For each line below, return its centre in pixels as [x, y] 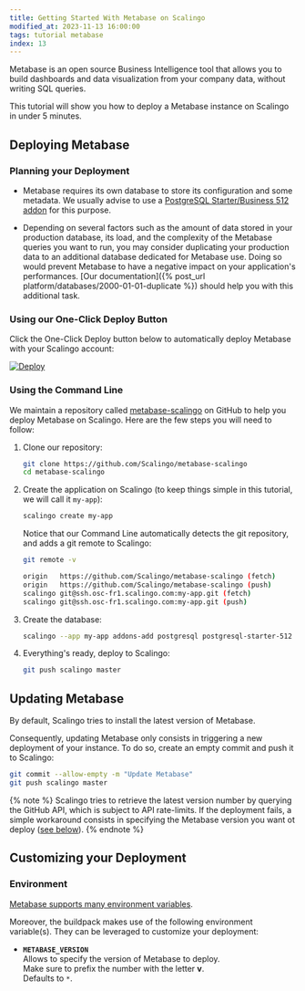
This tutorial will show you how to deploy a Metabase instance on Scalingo [149, 107]
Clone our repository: [62, 447]
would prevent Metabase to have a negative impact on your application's [159, 266]
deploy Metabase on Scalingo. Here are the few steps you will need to [141, 420]
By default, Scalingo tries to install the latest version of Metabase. [132, 721]
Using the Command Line [66, 391]
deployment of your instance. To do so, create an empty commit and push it [152, 748]
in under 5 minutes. [46, 116]
